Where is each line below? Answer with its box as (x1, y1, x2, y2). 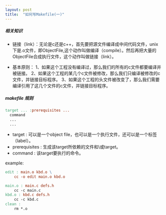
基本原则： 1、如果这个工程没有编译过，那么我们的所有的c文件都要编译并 (12, 64, 162, 70)
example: (5, 160, 24, 166)
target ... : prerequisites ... (5, 108, 70, 113)
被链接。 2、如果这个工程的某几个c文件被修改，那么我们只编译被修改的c (12, 71, 161, 76)
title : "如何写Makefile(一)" (5, 12, 64, 17)
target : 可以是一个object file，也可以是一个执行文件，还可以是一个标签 (12, 131, 157, 137)
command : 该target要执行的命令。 (12, 150, 84, 156)
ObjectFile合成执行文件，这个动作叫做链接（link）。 (12, 54, 116, 60)
